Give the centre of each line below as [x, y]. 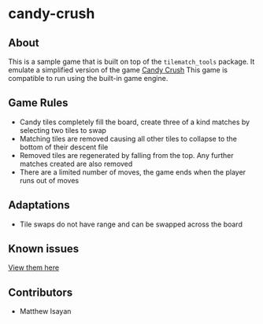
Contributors [41, 292]
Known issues [44, 249]
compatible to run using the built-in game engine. [88, 78]
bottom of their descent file [64, 147]
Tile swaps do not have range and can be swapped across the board [131, 224]
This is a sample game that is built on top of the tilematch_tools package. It [131, 61]
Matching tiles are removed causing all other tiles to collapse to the [128, 138]
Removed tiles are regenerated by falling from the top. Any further [126, 155]
